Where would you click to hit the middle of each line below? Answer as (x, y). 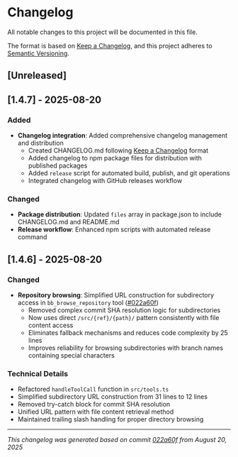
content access (51, 325)
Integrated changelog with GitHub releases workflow (105, 181)
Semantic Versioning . (38, 53)
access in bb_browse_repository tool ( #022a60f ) (88, 303)
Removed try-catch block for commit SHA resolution (94, 404)
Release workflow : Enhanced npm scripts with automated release (114, 230)
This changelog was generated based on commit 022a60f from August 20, (117, 440)
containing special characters (71, 355)
